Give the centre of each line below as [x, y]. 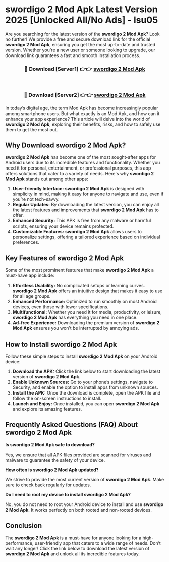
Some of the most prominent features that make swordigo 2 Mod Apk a [79, 270]
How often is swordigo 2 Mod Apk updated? [52, 470]
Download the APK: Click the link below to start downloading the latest [86, 371]
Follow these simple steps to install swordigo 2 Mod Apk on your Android [81, 356]
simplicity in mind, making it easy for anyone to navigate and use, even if [88, 194]
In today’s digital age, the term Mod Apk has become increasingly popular [82, 108]
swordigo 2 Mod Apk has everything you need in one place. [75, 318]
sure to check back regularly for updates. [48, 485]
